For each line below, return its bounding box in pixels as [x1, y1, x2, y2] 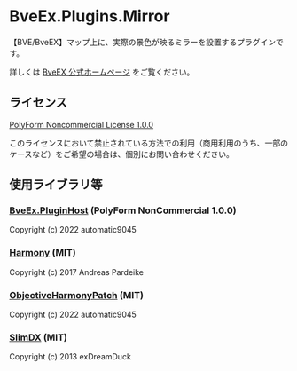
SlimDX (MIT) [9, 331, 68, 343]
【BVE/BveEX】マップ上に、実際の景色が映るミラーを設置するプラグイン [9, 36, 277, 47]
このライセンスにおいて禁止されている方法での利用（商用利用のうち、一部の [9, 138, 288, 148]
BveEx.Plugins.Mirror [9, 6, 170, 27]
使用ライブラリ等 [9, 178, 103, 193]
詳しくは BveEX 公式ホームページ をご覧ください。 [9, 67, 195, 77]
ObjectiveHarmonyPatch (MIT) [9, 288, 145, 301]
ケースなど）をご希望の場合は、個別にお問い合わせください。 [9, 148, 235, 159]
